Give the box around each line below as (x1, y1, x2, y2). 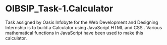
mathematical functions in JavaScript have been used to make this (5, 30, 144, 36)
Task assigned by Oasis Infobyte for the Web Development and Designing (5, 19, 158, 25)
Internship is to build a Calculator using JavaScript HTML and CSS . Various (5, 24, 162, 30)
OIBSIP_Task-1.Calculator (5, 3, 114, 14)
